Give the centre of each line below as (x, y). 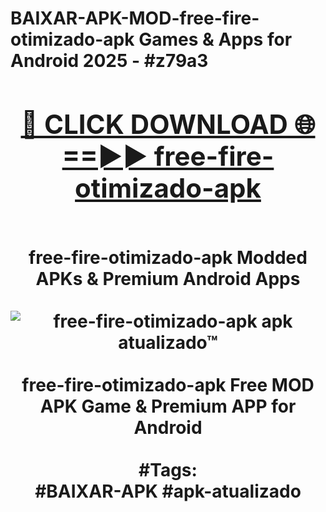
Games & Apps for (215, 39)
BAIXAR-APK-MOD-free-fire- (135, 18)
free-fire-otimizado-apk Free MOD (168, 384)
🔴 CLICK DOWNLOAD (154, 124)
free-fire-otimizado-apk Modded (168, 257)
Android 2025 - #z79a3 (109, 61)
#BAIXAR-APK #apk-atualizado (168, 491)
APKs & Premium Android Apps (168, 278)
